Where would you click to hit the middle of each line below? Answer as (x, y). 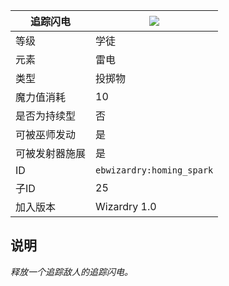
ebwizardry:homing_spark (154, 170)
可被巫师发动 (46, 134)
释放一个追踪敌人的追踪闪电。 (71, 271)
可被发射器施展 (51, 153)
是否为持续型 (46, 116)
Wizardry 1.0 (126, 206)
